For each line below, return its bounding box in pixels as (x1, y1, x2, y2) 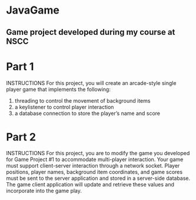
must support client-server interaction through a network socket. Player (6, 162, 180, 169)
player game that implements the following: (6, 86, 111, 93)
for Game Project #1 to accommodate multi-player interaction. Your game (6, 156, 184, 163)
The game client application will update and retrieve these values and (6, 181, 175, 188)
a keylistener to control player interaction (14, 103, 114, 110)
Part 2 (6, 130, 36, 143)
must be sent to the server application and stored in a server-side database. (6, 175, 191, 182)
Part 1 (6, 60, 34, 73)
